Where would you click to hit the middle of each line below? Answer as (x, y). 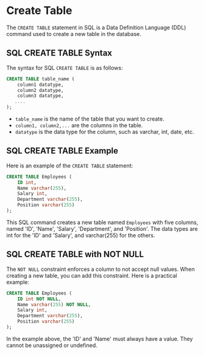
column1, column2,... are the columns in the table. (79, 125)
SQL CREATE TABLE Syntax (59, 53)
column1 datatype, (40, 85)
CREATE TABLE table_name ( (40, 79)
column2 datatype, (40, 90)
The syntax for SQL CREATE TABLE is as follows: (65, 68)
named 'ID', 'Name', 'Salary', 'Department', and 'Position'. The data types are (102, 228)
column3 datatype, (40, 96)
